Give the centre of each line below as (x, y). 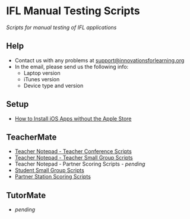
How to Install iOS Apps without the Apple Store (73, 118)
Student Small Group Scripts (49, 170)
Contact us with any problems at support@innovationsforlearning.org (99, 60)
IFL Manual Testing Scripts (73, 11)
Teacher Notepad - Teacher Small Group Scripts (74, 158)
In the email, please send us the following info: (72, 66)
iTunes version (42, 79)
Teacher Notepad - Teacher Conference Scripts (73, 151)
